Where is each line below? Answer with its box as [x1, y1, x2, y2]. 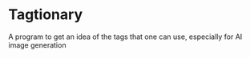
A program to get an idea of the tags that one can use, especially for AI [8, 32, 243, 41]
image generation [8, 40, 67, 49]
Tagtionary [8, 6, 83, 24]
